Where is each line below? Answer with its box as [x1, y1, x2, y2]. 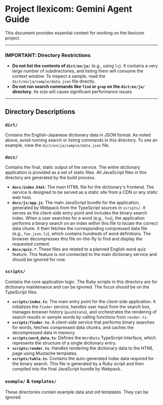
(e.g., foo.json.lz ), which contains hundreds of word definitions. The [12, 231, 151, 237]
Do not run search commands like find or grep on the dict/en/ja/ [12, 84, 145, 90]
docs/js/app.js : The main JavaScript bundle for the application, [12, 200, 140, 206]
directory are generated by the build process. [5, 174, 96, 181]
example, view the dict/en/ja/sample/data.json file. [5, 142, 110, 148]
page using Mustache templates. [12, 350, 78, 356]
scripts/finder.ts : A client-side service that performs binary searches [12, 319, 155, 325]
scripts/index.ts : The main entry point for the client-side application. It [12, 298, 156, 304]
